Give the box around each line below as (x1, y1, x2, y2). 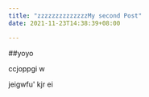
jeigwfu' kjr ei (8, 79, 54, 89)
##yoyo (8, 48, 34, 58)
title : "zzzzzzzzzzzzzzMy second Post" (8, 11, 143, 20)
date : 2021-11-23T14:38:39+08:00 (8, 19, 121, 27)
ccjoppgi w (8, 63, 46, 73)
